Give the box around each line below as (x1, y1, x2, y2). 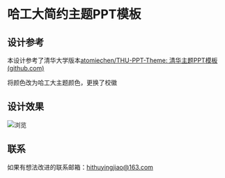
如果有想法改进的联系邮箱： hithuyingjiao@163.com (7, 163, 153, 171)
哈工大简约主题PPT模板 (7, 6, 141, 22)
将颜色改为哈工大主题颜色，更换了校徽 (7, 78, 117, 87)
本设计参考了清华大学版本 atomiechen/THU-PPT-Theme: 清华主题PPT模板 (7, 57, 218, 64)
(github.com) (7, 64, 45, 72)
